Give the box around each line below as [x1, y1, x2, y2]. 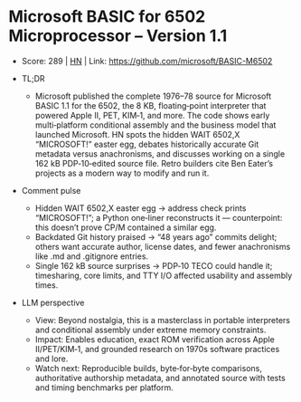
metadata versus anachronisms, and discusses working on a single [34, 148, 286, 159]
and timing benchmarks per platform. [34, 382, 174, 393]
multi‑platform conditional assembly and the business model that [34, 120, 277, 130]
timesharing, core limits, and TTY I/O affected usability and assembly [34, 270, 293, 281]
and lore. [34, 353, 69, 364]
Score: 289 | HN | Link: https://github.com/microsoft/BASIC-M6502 [21, 55, 273, 66]
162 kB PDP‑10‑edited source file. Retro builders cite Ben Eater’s [34, 158, 273, 168]
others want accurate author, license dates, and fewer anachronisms [34, 241, 291, 252]
